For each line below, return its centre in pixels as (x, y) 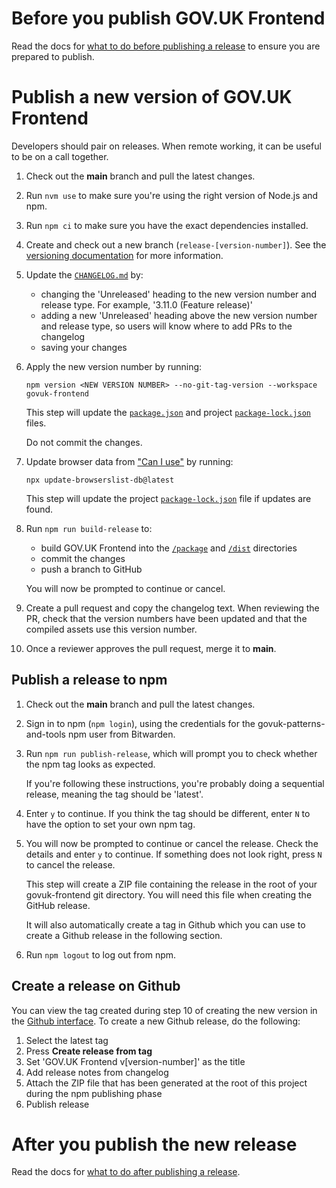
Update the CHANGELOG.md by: (84, 274)
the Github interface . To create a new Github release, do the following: (156, 1021)
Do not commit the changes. (84, 442)
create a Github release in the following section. (124, 935)
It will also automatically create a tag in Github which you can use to (165, 924)
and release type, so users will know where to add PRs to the (166, 326)
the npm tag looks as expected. (90, 764)
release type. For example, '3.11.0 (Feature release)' (146, 304)
